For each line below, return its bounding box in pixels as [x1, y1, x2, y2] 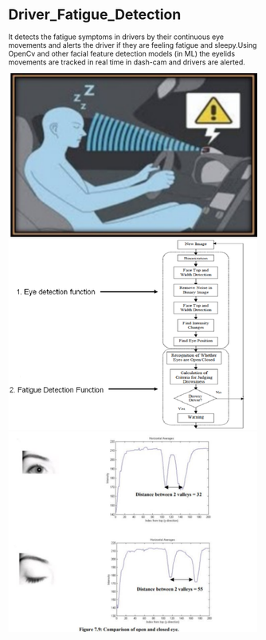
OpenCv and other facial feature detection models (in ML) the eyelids [8, 49, 236, 58]
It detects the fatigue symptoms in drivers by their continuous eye [8, 32, 225, 41]
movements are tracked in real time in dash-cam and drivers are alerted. [8, 57, 245, 67]
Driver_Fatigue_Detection [8, 6, 182, 24]
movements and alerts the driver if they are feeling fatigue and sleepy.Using [8, 40, 257, 49]
